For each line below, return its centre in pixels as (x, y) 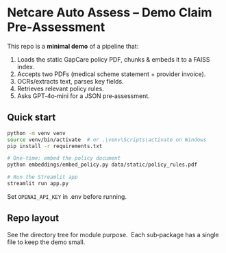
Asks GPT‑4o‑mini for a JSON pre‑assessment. (84, 96)
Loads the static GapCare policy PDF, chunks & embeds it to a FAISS (113, 59)
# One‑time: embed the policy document (64, 158)
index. (26, 67)
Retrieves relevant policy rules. (60, 88)
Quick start (32, 118)
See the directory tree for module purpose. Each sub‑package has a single (113, 234)
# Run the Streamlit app (42, 177)
